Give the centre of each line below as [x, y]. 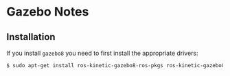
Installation [31, 37]
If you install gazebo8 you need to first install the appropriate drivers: [102, 53]
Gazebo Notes [48, 12]
